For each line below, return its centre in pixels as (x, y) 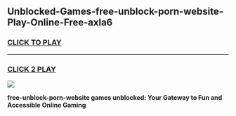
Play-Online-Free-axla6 (60, 23)
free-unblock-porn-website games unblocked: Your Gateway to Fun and (115, 97)
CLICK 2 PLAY (32, 69)
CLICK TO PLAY (34, 43)
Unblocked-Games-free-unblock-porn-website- (115, 12)
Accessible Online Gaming (47, 105)
